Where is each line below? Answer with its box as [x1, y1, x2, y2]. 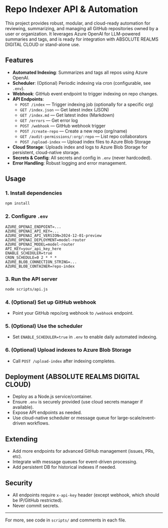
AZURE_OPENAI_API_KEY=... [5, 228, 59, 234]
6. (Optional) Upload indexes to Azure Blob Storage [5, 346, 131, 353]
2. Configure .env [5, 213, 48, 220]
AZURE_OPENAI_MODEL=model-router [5, 242, 75, 247]
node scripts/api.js [5, 287, 48, 292]
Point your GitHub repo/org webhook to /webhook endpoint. [12, 310, 134, 316]
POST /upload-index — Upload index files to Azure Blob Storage [19, 139, 151, 145]
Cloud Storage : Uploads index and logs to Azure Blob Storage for [12, 144, 147, 150]
